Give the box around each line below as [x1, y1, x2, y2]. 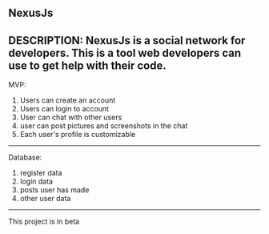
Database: [8, 152, 42, 163]
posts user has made [19, 185, 90, 195]
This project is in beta [8, 216, 80, 227]
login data [19, 176, 54, 187]
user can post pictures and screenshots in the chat [19, 121, 188, 131]
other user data [19, 194, 71, 204]
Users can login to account [19, 104, 110, 114]
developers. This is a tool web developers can [8, 46, 242, 59]
